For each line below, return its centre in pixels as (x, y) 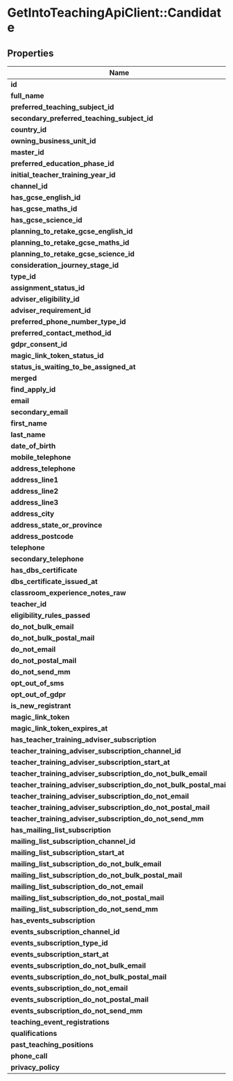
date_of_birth (33, 446)
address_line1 (35, 480)
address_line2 (35, 491)
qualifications (34, 1033)
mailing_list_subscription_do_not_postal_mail (87, 898)
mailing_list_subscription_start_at (68, 853)
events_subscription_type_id (60, 943)
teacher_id (29, 604)
